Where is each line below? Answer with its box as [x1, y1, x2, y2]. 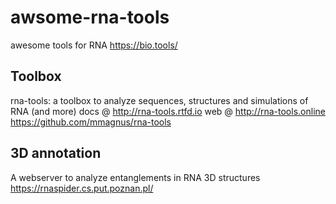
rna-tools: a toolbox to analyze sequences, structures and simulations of [10, 94, 309, 106]
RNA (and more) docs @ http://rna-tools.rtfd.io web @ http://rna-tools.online [10, 105, 326, 117]
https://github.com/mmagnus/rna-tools [10, 116, 172, 128]
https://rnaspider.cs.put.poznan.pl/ [10, 182, 154, 194]
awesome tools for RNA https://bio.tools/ [10, 39, 178, 51]
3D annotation [10, 145, 102, 162]
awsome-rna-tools [10, 6, 170, 29]
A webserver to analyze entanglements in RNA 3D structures [10, 171, 261, 183]
